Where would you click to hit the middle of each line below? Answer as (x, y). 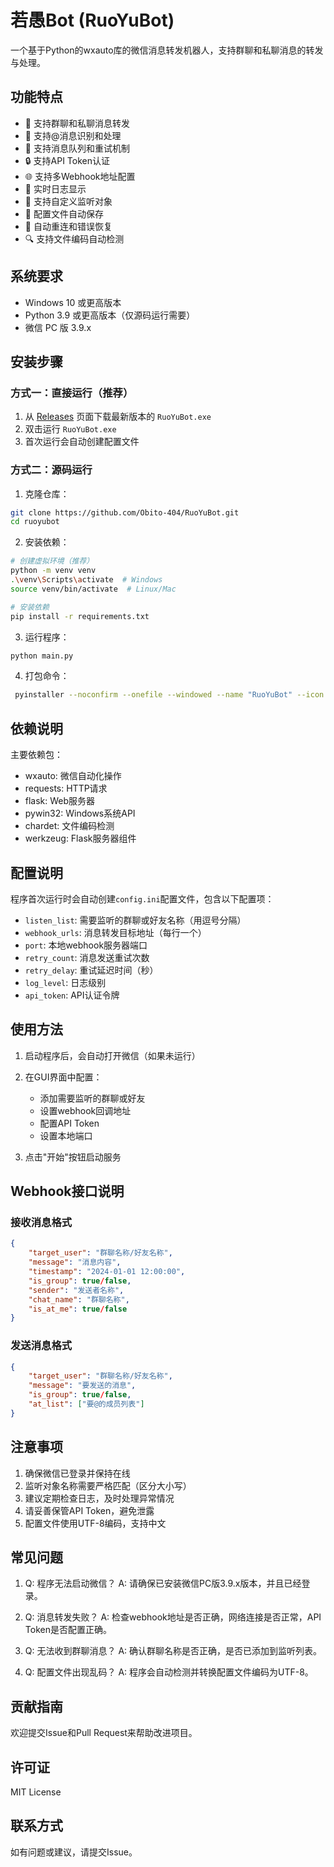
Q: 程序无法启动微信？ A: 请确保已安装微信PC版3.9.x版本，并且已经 (163, 1583)
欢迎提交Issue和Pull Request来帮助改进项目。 (104, 1733)
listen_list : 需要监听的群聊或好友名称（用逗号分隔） (135, 920)
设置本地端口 (66, 1135)
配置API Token (69, 1123)
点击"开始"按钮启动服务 (73, 1157)
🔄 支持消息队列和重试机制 (77, 148)
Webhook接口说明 (67, 1191)
